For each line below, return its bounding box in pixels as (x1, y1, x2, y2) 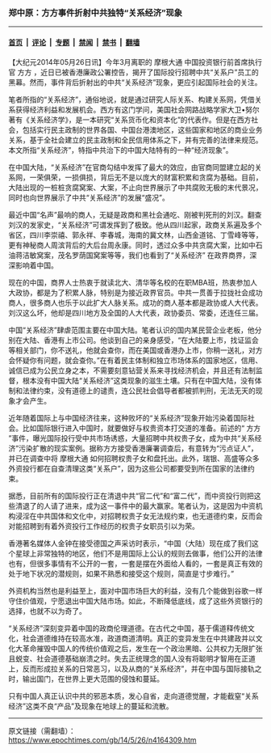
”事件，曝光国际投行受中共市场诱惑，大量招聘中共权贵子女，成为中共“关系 (8, 433, 256, 442)
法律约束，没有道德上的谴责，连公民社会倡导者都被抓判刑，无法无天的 (22, 386, 256, 396)
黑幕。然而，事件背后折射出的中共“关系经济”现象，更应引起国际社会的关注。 (8, 77, 262, 87)
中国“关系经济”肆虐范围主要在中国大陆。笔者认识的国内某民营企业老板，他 (8, 325, 256, 335)
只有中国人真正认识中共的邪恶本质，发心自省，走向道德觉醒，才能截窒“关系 (8, 691, 260, 700)
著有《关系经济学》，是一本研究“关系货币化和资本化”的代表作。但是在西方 (8, 115, 252, 125)
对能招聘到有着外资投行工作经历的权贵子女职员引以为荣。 (8, 521, 199, 531)
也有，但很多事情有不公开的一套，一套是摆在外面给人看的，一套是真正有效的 (8, 558, 263, 568)
